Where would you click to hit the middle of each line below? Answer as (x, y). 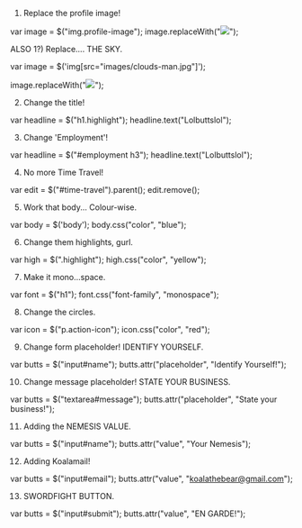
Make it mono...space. (64, 277)
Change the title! (54, 102)
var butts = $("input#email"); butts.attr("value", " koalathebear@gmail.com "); (151, 478)
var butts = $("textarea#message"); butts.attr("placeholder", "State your (144, 399)
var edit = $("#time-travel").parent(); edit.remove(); (105, 190)
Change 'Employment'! (66, 137)
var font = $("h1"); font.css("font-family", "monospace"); (115, 295)
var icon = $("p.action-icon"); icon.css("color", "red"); (110, 329)
